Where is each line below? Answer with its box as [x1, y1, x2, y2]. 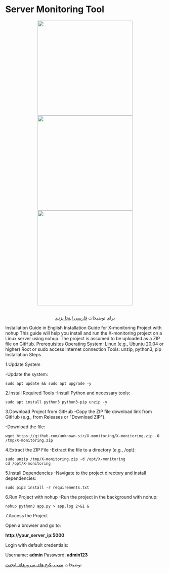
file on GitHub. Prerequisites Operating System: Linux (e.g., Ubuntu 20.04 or [5, 341, 164, 347]
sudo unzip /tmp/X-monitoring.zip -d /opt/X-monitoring [5, 457, 125, 462]
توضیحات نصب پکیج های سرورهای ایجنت [5, 561, 82, 567]
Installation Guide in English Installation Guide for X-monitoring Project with [5, 324, 162, 331]
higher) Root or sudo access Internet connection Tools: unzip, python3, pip [5, 346, 162, 352]
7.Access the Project [5, 512, 48, 518]
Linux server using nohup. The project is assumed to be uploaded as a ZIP [5, 335, 160, 341]
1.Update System [5, 361, 40, 367]
